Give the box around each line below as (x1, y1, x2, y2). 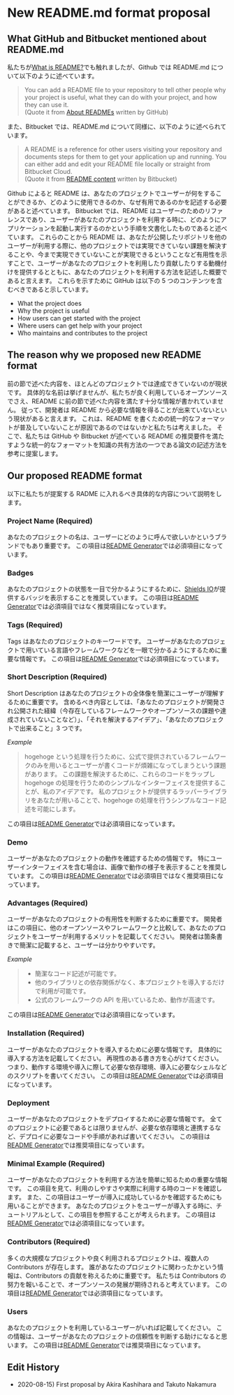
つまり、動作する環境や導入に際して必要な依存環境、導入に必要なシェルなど (7, 1062, 228, 1071)
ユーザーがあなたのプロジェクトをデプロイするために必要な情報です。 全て (7, 1115, 223, 1123)
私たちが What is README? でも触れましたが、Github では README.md (7, 63, 210, 71)
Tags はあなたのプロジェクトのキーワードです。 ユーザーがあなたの (7, 637, 202, 645)
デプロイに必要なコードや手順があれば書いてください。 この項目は (19, 1132, 211, 1140)
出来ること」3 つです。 (19, 724, 86, 732)
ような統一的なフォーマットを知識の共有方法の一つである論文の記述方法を (13, 440, 228, 448)
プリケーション (7, 224, 50, 232)
